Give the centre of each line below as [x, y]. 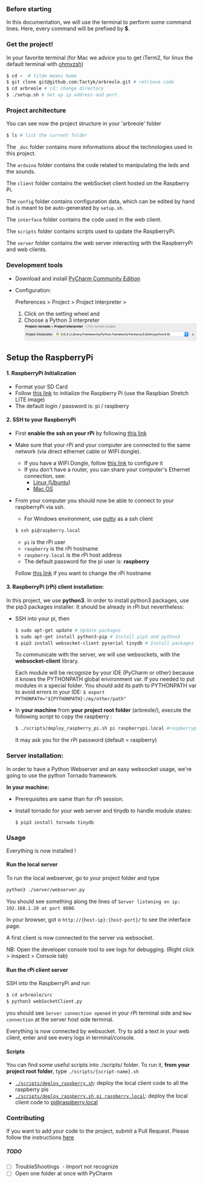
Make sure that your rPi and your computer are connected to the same [103, 445]
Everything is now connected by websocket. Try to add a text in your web [98, 1031]
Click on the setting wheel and [62, 313]
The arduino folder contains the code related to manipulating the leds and [98, 165]
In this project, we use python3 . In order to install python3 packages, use [98, 600]
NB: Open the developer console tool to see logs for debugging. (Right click [100, 949]
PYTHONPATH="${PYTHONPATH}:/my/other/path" [71, 699]
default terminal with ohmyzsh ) [45, 64]
